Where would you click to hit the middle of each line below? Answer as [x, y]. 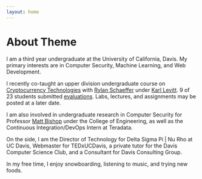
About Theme [42, 42]
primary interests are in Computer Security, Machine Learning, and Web [96, 65]
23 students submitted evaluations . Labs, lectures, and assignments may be [101, 96]
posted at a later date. [34, 103]
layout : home [23, 12]
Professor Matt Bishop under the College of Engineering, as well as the [95, 121]
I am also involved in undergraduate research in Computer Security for [94, 114]
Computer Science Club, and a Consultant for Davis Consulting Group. [94, 152]
